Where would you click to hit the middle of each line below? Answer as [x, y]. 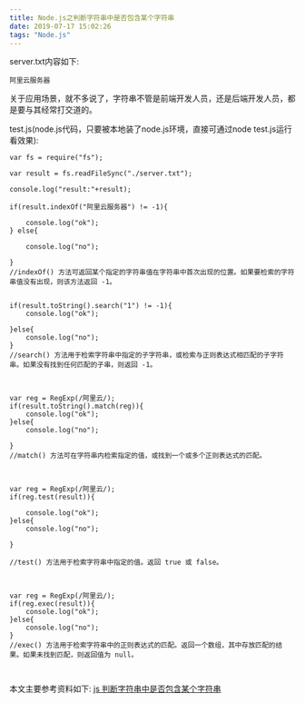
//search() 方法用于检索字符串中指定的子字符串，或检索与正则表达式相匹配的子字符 [147, 355]
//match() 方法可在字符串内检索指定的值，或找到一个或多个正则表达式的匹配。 [138, 456]
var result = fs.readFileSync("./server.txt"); [101, 173]
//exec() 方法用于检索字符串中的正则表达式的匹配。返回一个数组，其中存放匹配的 [143, 646]
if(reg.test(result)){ [52, 497]
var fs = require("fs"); [56, 158]
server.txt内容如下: [44, 62]
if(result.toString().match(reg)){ [77, 406]
